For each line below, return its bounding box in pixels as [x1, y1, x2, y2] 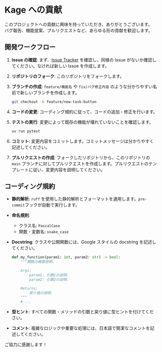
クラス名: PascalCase [18, 223, 60, 229]
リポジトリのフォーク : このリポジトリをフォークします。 [11, 73, 125, 79]
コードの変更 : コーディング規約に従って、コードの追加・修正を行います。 [11, 109, 158, 115]
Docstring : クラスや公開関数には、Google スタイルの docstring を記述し [11, 239, 157, 245]
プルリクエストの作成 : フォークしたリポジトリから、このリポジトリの [11, 154, 150, 160]
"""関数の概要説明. [20, 259, 55, 265]
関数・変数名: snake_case [18, 229, 69, 235]
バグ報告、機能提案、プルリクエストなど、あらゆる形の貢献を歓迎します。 [4, 27, 153, 33]
